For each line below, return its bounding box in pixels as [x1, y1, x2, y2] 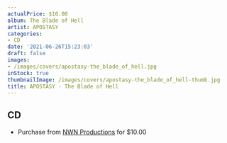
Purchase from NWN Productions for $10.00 [17, 128, 147, 137]
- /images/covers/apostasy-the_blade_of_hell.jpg [7, 63, 157, 70]
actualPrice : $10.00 [7, 10, 69, 18]
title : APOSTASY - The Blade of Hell [7, 83, 119, 90]
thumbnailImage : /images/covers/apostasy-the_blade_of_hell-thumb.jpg [7, 76, 221, 84]
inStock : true [7, 69, 50, 76]
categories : [7, 30, 43, 38]
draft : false [7, 50, 46, 57]
